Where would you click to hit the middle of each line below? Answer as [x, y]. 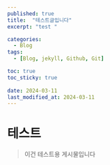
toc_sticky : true [32, 77]
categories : [24, 39]
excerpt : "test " [32, 26]
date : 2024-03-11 [32, 91]
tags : [15, 52]
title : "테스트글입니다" [40, 20]
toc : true [22, 71]
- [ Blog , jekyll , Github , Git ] [59, 59]
